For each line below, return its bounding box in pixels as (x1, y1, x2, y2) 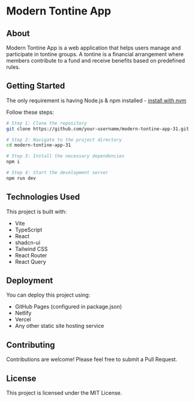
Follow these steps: (6, 108, 54, 116)
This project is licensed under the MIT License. (6, 389, 122, 397)
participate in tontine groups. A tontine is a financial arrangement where (6, 51, 184, 58)
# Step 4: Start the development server (6, 170, 109, 176)
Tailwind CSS (14, 245, 48, 253)
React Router (14, 251, 47, 259)
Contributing (6, 339, 55, 350)
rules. (6, 63, 20, 71)
